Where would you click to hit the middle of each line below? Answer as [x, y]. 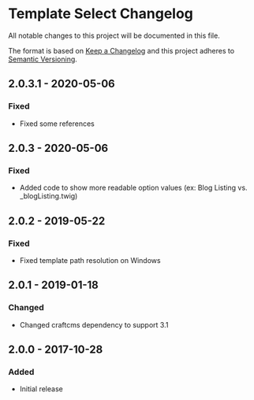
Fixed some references [57, 124]
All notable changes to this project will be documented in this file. [114, 35]
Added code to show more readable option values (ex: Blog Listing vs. [133, 188]
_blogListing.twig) [49, 196]
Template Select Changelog [101, 14]
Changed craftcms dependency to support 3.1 [94, 324]
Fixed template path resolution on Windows [90, 260]
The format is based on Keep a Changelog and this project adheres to [121, 50]
